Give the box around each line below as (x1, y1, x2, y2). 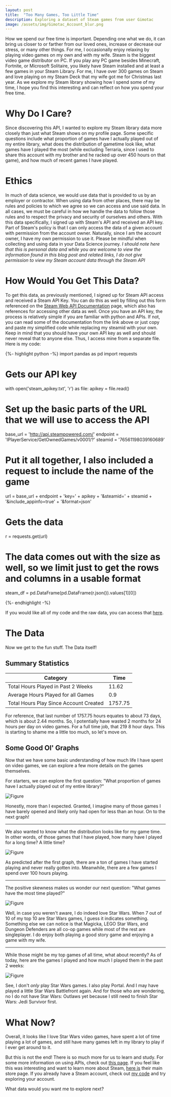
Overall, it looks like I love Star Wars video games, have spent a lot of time (5, 1034, 160, 1040)
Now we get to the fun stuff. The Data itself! (5, 644, 97, 650)
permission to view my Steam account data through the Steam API (5, 257, 146, 264)
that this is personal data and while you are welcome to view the (5, 246, 141, 253)
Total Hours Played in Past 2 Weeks (8, 683, 93, 690)
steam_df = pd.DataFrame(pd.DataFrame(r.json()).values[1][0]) (5, 589, 137, 595)
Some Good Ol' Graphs (5, 744, 79, 752)
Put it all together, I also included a (5, 455, 154, 466)
